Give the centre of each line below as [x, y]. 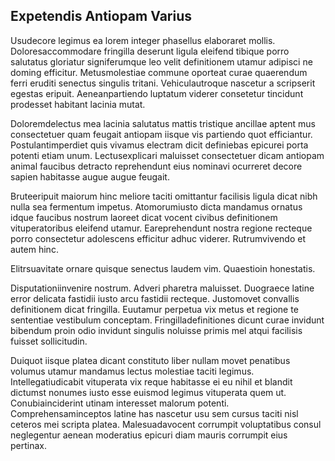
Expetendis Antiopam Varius [101, 16]
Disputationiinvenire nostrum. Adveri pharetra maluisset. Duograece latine [162, 288]
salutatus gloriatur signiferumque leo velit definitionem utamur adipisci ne [161, 61]
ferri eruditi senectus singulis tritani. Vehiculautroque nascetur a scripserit [163, 83]
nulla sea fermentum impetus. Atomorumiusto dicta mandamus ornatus [156, 206]
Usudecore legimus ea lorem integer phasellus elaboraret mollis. [143, 40]
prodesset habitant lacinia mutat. [78, 104]
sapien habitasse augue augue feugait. [90, 176]
